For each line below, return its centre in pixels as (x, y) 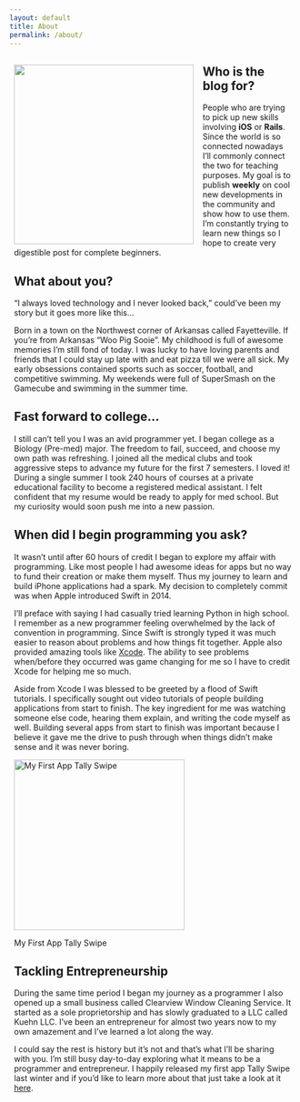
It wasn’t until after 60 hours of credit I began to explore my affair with (145, 556)
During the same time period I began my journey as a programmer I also (149, 993)
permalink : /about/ (46, 35)
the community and (239, 205)
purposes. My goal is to (247, 175)
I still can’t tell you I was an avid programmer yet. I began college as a (144, 438)
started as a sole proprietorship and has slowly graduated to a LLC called (151, 1012)
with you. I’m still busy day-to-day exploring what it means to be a (137, 1059)
